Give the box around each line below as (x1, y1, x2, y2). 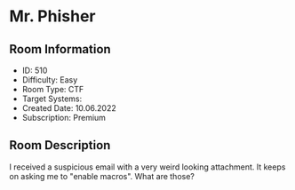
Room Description (9, 138, 111, 153)
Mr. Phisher (9, 6, 96, 27)
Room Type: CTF (21, 84, 84, 94)
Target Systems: (21, 93, 83, 104)
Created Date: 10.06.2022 (21, 103, 117, 113)
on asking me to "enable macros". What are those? (9, 170, 195, 181)
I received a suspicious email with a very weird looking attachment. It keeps (9, 162, 286, 172)
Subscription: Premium (21, 113, 107, 123)
